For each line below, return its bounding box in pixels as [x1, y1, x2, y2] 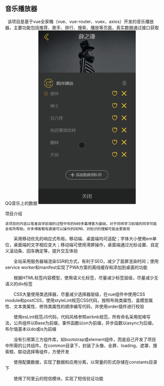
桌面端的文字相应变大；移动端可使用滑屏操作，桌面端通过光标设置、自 [13, 241, 155, 248]
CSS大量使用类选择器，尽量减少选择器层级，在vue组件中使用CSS [14, 291, 145, 297]
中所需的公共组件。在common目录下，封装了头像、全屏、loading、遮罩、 [5, 343, 153, 348]
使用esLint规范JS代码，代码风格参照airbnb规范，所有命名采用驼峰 [14, 314, 146, 320]
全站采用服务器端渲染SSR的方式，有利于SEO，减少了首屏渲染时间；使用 [14, 258, 159, 264]
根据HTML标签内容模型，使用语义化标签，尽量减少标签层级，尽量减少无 [14, 275, 159, 280]
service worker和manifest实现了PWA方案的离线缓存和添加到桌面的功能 [5, 264, 148, 270]
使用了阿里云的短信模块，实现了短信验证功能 [14, 375, 103, 381]
